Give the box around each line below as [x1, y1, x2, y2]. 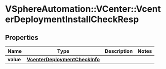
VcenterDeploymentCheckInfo [26, 56, 100, 63]
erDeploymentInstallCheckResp [5, 14, 139, 25]
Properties [5, 33, 39, 42]
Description [104, 48, 133, 54]
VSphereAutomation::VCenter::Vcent [5, 3, 161, 15]
